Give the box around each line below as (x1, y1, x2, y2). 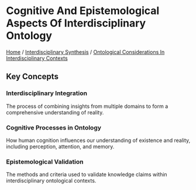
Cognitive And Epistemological (6, 4, 160, 18)
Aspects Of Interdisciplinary (6, 16, 146, 30)
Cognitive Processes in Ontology (6, 123, 101, 131)
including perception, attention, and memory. (6, 142, 115, 150)
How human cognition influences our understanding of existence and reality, (6, 137, 191, 144)
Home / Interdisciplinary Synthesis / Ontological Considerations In (6, 48, 165, 55)
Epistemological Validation (6, 157, 84, 165)
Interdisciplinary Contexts (6, 55, 68, 62)
